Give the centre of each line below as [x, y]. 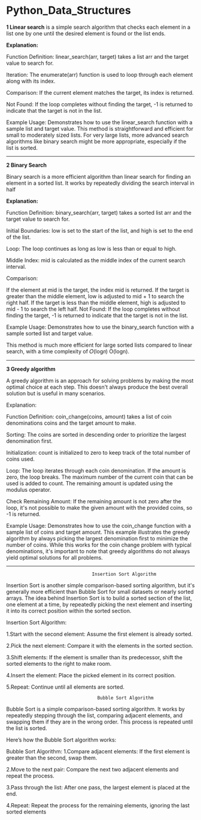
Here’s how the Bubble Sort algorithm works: [61, 740]
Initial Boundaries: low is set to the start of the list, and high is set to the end [100, 230]
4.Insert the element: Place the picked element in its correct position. [91, 675]
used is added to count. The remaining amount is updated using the [90, 483]
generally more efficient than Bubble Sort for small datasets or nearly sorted [100, 591]
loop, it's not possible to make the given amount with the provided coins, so [99, 507]
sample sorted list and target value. [50, 333]
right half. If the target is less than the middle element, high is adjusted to [96, 302]
